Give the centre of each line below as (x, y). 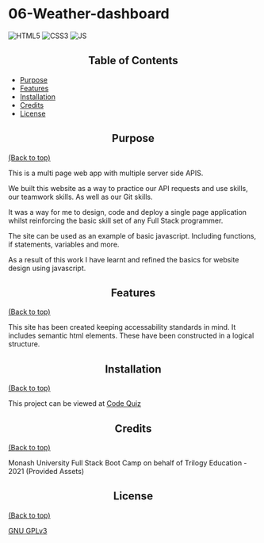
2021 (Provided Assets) (46, 471)
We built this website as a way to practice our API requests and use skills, (128, 188)
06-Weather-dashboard (89, 14)
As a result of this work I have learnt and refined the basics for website (124, 259)
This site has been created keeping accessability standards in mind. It (122, 327)
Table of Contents (133, 61)
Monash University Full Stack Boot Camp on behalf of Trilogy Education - (128, 463)
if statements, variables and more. (64, 244)
